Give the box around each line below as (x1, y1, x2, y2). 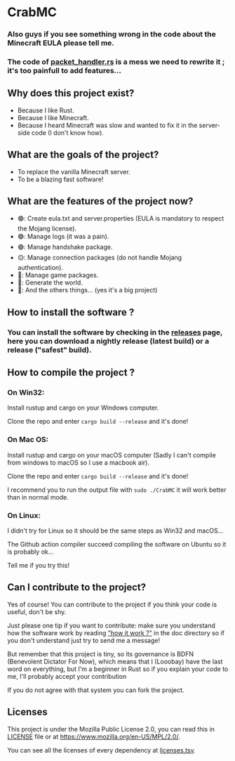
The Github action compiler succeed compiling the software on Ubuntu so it (7, 540, 227, 549)
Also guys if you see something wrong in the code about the (7, 30, 216, 39)
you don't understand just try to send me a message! (7, 636, 160, 644)
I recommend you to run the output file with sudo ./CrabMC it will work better (7, 486, 227, 494)
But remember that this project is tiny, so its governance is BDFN (7, 649, 194, 658)
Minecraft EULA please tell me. (7, 38, 114, 48)
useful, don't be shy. (7, 607, 67, 616)
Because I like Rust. (17, 106, 75, 115)
